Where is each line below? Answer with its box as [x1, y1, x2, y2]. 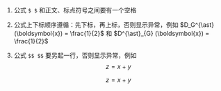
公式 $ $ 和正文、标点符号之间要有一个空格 [13, 6, 137, 14]
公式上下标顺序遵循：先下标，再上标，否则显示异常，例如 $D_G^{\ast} [13, 21, 214, 29]
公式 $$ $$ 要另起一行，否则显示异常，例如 [13, 51, 137, 59]
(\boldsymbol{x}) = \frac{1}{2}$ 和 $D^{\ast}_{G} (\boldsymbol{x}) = [13, 30, 210, 37]
